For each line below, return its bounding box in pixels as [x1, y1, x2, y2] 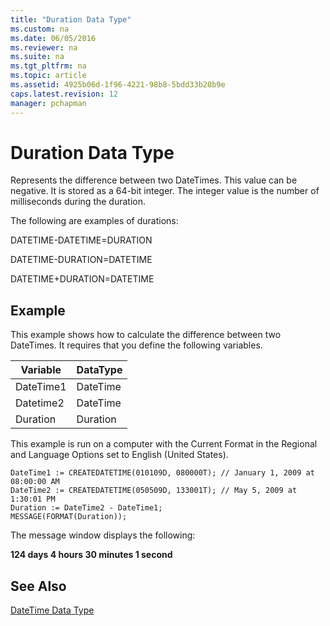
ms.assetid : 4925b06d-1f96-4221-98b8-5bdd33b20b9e [10, 80, 226, 90]
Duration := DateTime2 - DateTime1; [10, 503, 163, 513]
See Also [10, 577, 67, 595]
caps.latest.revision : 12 [10, 89, 118, 99]
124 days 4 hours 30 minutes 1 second [10, 549, 173, 561]
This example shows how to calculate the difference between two [10, 329, 282, 341]
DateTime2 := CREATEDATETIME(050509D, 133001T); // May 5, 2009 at [10, 486, 298, 496]
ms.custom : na [10, 24, 70, 34]
